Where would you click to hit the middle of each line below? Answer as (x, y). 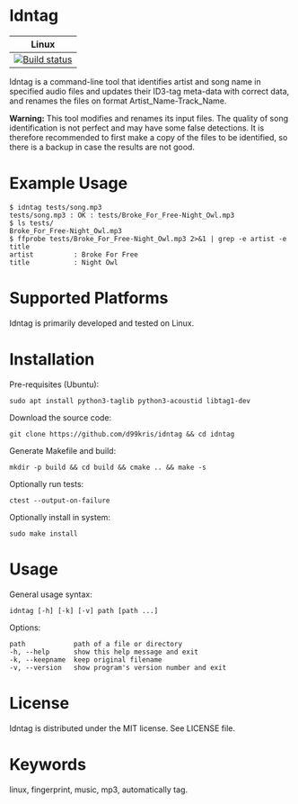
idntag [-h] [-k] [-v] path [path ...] (84, 610)
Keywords (48, 764)
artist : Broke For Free (74, 254)
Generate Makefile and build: (63, 450)
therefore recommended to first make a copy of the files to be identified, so (149, 137)
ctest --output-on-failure (60, 501)
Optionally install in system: (60, 517)
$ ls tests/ (31, 223)
